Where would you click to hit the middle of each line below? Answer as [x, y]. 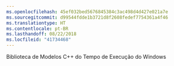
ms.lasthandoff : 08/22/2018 [42, 34]
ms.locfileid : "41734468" [39, 40]
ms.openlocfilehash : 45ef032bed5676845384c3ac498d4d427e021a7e [87, 12]
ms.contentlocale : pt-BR [37, 28]
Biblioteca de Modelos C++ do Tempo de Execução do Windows [86, 57]
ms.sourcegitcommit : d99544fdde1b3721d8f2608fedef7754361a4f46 [87, 17]
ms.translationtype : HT [36, 23]
